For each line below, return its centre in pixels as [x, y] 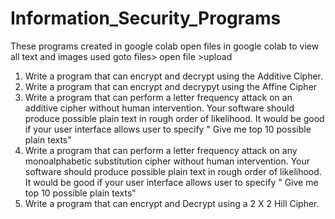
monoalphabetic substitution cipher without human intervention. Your [167, 161]
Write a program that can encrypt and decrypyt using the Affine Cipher [171, 86]
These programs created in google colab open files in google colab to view [165, 46]
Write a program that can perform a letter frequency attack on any [161, 150]
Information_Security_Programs [146, 18]
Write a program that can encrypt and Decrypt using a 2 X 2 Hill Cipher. [172, 203]
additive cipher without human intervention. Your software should [159, 108]
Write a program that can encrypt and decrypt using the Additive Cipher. [174, 76]
